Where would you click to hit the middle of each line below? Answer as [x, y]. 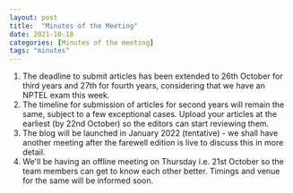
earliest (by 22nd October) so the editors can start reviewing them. [146, 124]
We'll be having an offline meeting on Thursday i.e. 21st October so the [153, 162]
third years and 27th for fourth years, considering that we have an [144, 86]
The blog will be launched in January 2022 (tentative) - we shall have [150, 133]
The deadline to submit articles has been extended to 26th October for [153, 76]
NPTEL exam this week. [66, 96]
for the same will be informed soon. [88, 180]
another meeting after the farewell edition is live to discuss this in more [153, 143]
